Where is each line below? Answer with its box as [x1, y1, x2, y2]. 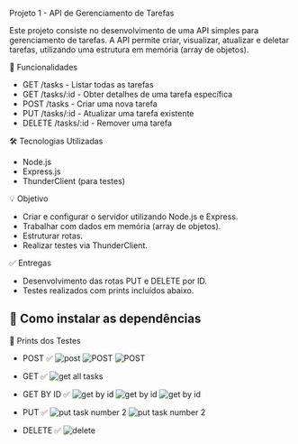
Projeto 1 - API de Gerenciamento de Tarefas [9, 8, 175, 18]
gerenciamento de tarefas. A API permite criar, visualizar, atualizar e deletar [9, 35, 290, 45]
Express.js [22, 166, 61, 177]
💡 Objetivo [9, 193, 49, 204]
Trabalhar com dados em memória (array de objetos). [22, 221, 221, 231]
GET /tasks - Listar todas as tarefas [22, 79, 155, 89]
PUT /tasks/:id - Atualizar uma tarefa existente [22, 108, 194, 118]
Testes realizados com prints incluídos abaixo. [22, 285, 194, 296]
